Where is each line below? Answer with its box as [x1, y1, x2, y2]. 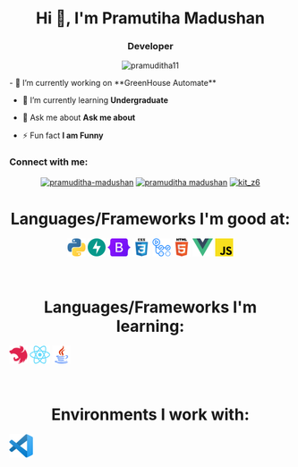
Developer [127, 40, 174, 53]
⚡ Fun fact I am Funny [21, 130, 105, 141]
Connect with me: [9, 156, 89, 168]
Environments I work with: [51, 404, 250, 424]
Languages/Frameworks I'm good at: [10, 208, 291, 229]
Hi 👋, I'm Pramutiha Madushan [35, 8, 266, 29]
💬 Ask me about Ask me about [21, 112, 136, 123]
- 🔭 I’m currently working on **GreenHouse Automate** [9, 78, 217, 89]
